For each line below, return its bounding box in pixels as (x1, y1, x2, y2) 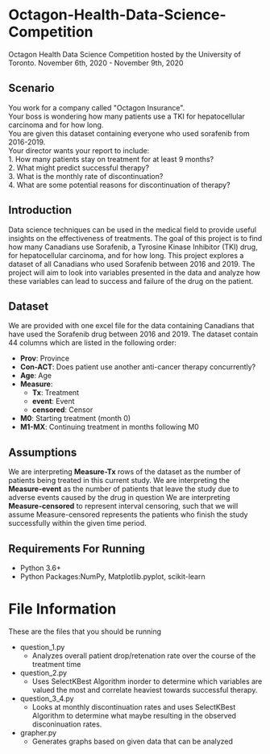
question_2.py (19, 668, 67, 677)
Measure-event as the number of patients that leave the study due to (8, 484, 239, 494)
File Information (8, 600, 117, 619)
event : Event (31, 397, 75, 406)
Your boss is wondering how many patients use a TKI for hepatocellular (8, 111, 246, 121)
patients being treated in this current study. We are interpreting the (8, 476, 231, 485)
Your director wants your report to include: (8, 145, 150, 155)
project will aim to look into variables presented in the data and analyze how (8, 268, 260, 277)
